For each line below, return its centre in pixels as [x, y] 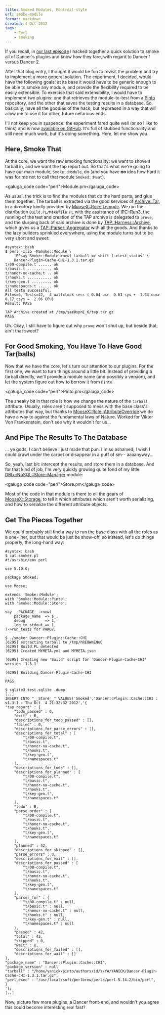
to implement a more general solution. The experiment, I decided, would [78, 77]
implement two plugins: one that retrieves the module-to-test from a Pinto [80, 97]
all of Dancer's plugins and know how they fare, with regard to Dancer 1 [78, 56]
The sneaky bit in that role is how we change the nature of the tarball [77, 401]
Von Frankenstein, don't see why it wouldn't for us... [58, 422]
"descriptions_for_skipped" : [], [49, 850]
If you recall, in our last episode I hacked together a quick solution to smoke [82, 51]
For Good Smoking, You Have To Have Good [74, 346]
